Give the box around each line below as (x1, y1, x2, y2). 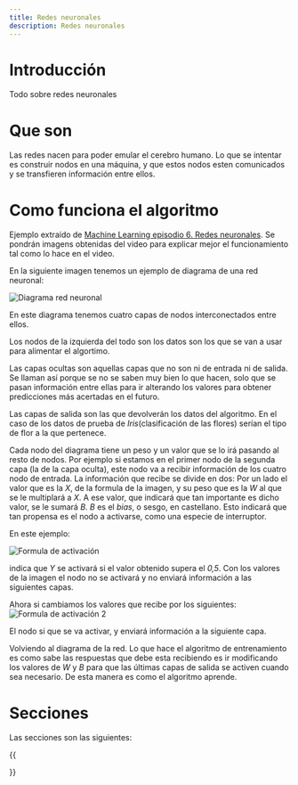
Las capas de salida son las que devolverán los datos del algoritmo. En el (9, 409, 278, 420)
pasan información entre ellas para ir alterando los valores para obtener (9, 382, 272, 393)
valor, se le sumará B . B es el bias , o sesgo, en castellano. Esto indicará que (9, 502, 287, 512)
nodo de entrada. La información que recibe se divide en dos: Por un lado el (9, 473, 287, 484)
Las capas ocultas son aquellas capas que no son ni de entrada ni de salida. (9, 363, 288, 374)
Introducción (9, 60, 107, 80)
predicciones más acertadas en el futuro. (9, 391, 160, 402)
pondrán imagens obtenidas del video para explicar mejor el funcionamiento (9, 239, 289, 249)
